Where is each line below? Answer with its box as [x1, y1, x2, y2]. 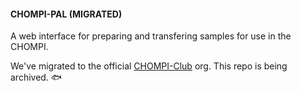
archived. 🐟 [10, 71, 63, 84]
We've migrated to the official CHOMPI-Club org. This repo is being [10, 60, 288, 72]
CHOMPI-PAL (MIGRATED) [10, 8, 123, 20]
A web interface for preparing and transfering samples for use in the [10, 30, 292, 42]
